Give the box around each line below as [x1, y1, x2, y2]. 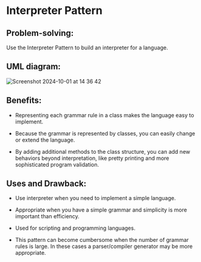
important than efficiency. [15, 213, 80, 220]
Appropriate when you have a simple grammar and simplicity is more [15, 206, 187, 213]
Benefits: [6, 95, 42, 106]
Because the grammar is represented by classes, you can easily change [15, 129, 196, 137]
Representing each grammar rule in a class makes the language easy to [15, 111, 194, 119]
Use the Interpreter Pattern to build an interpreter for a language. [6, 44, 168, 51]
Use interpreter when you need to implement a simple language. [15, 195, 176, 202]
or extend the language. [15, 136, 75, 143]
